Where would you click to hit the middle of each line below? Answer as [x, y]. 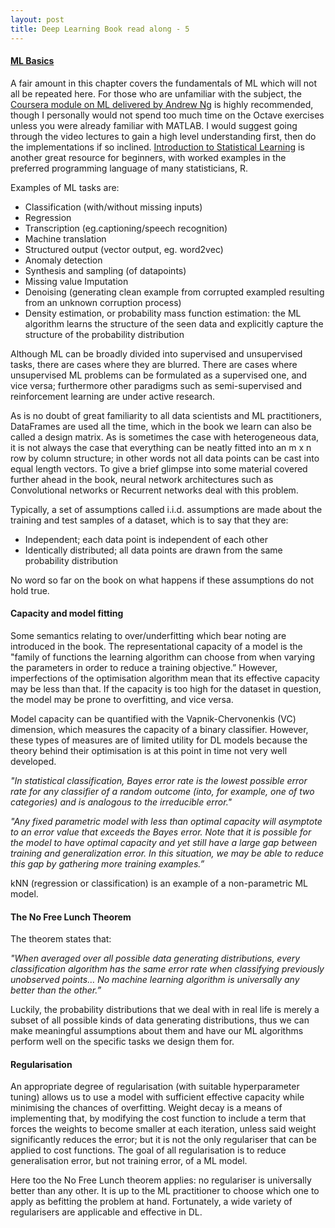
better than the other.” [56, 990]
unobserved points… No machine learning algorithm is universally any [155, 980]
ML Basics [32, 61]
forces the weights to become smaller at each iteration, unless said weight [163, 1129]
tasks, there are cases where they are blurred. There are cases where [154, 364]
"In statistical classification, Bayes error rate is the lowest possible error [159, 780]
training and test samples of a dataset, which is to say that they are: [149, 520]
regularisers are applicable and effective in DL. [106, 1212]
